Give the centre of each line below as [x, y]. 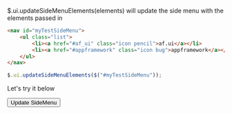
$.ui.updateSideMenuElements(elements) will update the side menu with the [116, 11]
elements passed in [35, 18]
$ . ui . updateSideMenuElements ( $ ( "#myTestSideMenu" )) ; [85, 75]
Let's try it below [31, 88]
